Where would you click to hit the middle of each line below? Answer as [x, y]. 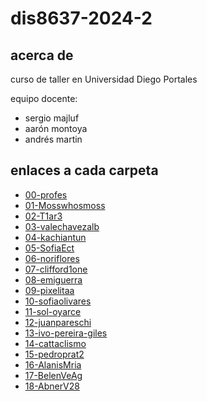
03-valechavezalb [62, 226]
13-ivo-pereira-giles [66, 333]
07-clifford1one [56, 269]
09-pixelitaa [49, 290]
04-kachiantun [55, 237]
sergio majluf [52, 118]
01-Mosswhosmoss [65, 205]
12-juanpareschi [58, 322]
